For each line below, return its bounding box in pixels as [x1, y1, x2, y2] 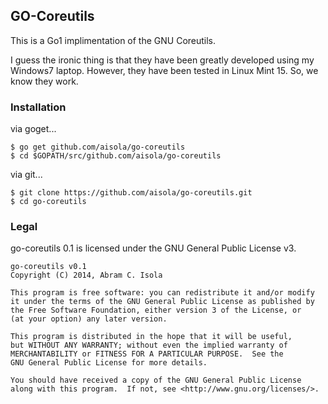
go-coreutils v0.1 [10, 262, 87, 272]
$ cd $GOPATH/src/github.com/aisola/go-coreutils [10, 151, 222, 161]
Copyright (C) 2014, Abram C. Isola [10, 270, 163, 281]
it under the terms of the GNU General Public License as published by [10, 297, 315, 307]
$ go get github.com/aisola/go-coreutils [10, 142, 186, 153]
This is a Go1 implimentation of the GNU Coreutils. [10, 34, 217, 46]
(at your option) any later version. [10, 314, 168, 324]
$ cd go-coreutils [10, 197, 87, 207]
